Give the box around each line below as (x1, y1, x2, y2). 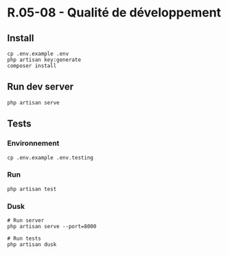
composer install (7, 63, 57, 69)
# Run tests (7, 235, 41, 242)
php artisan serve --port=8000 (7, 223, 97, 230)
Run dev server (7, 81, 74, 93)
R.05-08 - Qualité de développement (7, 5, 222, 21)
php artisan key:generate (7, 56, 81, 63)
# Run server (7, 217, 45, 224)
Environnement (7, 139, 60, 148)
